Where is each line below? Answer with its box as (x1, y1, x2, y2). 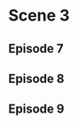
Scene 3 (8, 5, 70, 26)
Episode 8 (8, 71, 65, 86)
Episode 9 (8, 102, 65, 117)
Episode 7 (8, 41, 64, 56)
